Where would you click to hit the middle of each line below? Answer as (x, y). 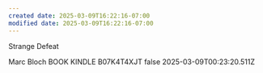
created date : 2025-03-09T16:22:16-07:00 (79, 16)
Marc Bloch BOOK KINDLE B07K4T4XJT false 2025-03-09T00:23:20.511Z (131, 62)
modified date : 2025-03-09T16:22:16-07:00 (81, 23)
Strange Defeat (34, 46)
